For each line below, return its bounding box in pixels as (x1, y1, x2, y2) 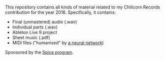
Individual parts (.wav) (12, 24, 58, 30)
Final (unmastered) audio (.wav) (12, 19, 77, 25)
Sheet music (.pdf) (12, 34, 50, 40)
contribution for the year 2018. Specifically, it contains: (5, 9, 116, 15)
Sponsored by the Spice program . (5, 49, 74, 55)
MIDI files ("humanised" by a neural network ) (12, 40, 104, 46)
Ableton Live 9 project (12, 30, 58, 35)
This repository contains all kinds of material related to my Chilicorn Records (5, 4, 160, 10)
